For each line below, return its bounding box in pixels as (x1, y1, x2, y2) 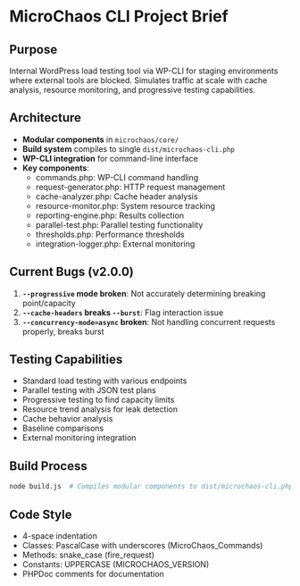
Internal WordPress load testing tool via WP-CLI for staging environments (9, 65, 279, 76)
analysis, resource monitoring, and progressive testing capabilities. (9, 85, 256, 95)
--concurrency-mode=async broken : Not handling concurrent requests (21, 316, 276, 327)
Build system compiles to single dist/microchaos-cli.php (21, 143, 235, 154)
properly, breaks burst (21, 326, 104, 337)
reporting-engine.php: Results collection (35, 210, 185, 221)
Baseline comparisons (21, 423, 104, 434)
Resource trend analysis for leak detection (21, 404, 179, 414)
